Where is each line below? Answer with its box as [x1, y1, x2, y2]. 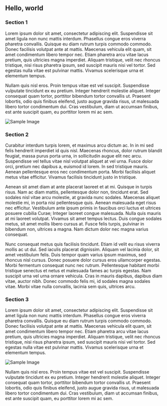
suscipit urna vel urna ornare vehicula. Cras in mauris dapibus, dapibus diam [5, 273, 163, 279]
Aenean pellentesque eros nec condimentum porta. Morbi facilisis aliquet [5, 169, 156, 175]
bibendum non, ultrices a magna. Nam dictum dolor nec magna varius [5, 226, 149, 232]
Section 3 [5, 296, 29, 303]
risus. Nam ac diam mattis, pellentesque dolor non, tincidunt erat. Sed [5, 189, 149, 195]
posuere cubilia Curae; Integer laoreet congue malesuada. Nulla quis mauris [5, 210, 161, 216]
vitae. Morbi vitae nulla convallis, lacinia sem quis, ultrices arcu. [5, 283, 136, 289]
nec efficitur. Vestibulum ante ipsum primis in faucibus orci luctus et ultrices [5, 204, 161, 211]
